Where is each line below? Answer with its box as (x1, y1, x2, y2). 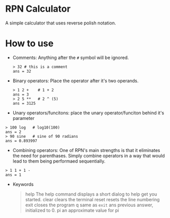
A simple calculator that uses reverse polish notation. (5, 20, 116, 26)
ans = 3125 (12, 101, 36, 106)
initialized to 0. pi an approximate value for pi (25, 207, 119, 213)
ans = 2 (5, 129, 22, 135)
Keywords (12, 181, 34, 187)
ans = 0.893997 (5, 138, 38, 143)
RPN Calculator (5, 3, 71, 15)
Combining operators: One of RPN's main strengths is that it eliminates (12, 147, 160, 153)
